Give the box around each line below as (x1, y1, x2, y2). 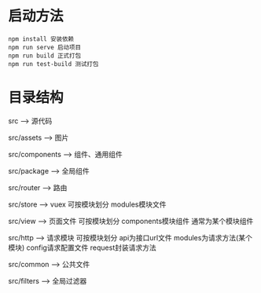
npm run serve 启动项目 (8, 43, 81, 51)
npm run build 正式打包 (8, 52, 81, 60)
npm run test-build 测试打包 (8, 60, 99, 68)
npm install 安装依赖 (8, 35, 75, 43)
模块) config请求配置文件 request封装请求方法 (8, 243, 156, 252)
